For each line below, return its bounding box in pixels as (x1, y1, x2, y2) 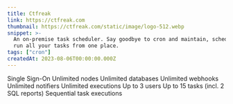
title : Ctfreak (7, 10, 51, 17)
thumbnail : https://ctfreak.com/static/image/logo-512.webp (7, 23, 185, 30)
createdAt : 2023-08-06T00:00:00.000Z (7, 55, 116, 62)
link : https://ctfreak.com (7, 17, 85, 24)
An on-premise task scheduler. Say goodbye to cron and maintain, (13, 36, 209, 43)
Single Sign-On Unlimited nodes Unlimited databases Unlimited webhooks (7, 74, 219, 83)
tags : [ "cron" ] (7, 49, 51, 56)
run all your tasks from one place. (13, 42, 119, 49)
